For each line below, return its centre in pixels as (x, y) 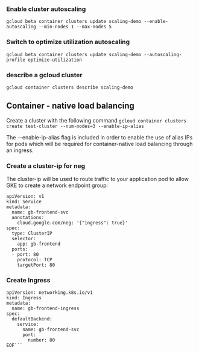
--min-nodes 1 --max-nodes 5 (75, 27)
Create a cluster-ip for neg (46, 166)
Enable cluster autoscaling (46, 9)
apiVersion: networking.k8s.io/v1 (50, 293)
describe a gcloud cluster (44, 75)
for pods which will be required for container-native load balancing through (99, 144)
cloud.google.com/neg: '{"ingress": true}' (73, 223)
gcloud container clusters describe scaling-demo (70, 87)
